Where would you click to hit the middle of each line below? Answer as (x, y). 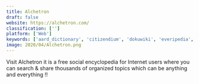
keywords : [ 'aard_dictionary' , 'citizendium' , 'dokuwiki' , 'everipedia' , (100, 39)
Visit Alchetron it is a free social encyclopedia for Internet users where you (98, 62)
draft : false (22, 17)
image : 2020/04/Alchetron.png (44, 45)
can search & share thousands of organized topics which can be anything (97, 68)
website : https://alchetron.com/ (48, 23)
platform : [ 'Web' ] (29, 34)
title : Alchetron (28, 12)
